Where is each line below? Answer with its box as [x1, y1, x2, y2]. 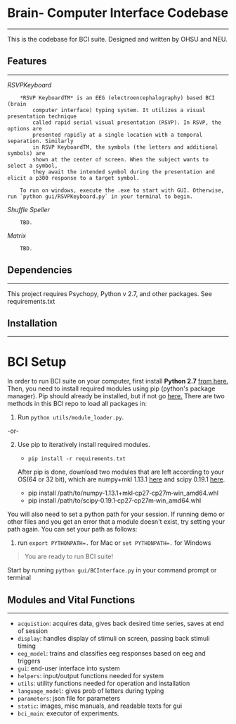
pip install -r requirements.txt [27, 455, 126, 462]
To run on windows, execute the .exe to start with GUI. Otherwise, [20, 187, 225, 194]
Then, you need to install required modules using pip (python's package [7, 384, 216, 393]
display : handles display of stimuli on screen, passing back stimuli [17, 634, 210, 643]
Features [7, 55, 47, 68]
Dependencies [7, 264, 72, 276]
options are [7, 125, 42, 132]
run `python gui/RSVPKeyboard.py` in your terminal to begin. [7, 192, 193, 200]
